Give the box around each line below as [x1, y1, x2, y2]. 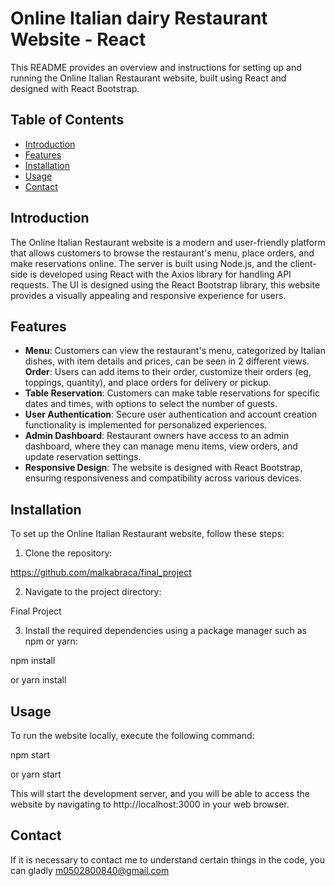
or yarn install [10, 674, 67, 686]
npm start [10, 749, 51, 761]
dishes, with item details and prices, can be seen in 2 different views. [24, 355, 310, 367]
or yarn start [10, 768, 62, 780]
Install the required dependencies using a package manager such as [24, 625, 307, 637]
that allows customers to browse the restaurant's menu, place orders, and [10, 247, 315, 259]
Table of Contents [10, 112, 125, 129]
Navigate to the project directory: [24, 586, 162, 598]
